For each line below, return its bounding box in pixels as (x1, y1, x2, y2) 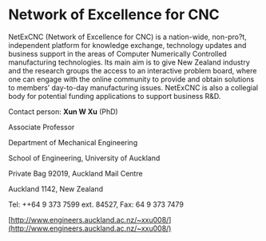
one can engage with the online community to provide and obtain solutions (8, 74, 255, 84)
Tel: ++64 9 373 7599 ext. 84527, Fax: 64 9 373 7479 (8, 200, 184, 209)
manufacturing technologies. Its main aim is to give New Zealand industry (8, 57, 250, 67)
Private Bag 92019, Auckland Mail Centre (8, 168, 143, 178)
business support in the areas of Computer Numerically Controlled (8, 49, 228, 58)
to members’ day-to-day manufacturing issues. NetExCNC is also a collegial (8, 82, 259, 93)
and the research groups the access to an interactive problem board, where (8, 65, 257, 75)
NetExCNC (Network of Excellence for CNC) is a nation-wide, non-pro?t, (8, 32, 248, 41)
